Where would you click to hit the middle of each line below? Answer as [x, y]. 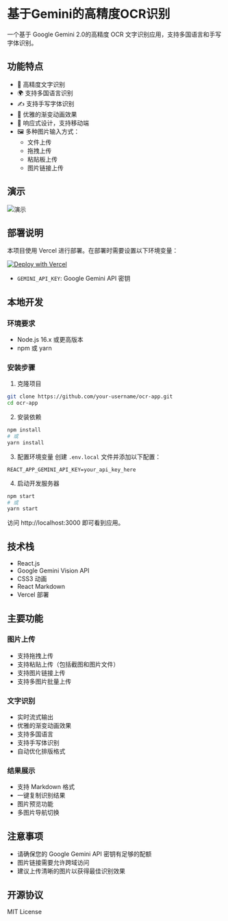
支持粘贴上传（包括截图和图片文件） [68, 664]
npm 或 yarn [35, 348]
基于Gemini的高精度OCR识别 [89, 14]
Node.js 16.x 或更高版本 [50, 340]
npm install [24, 430]
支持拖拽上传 [35, 655]
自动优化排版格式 [41, 751]
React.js [28, 564]
